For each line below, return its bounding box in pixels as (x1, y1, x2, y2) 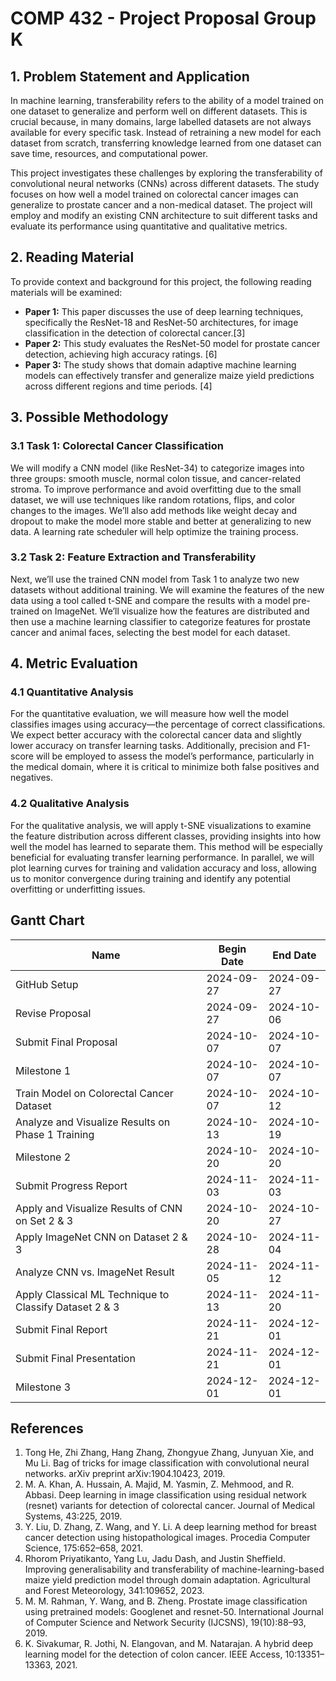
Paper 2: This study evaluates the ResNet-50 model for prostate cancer (24, 337, 321, 349)
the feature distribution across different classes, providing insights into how (10, 830, 322, 842)
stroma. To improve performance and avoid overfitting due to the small (10, 483, 302, 495)
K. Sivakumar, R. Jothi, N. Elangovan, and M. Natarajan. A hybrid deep (24, 1638, 314, 1650)
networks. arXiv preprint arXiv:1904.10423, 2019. (24, 1468, 226, 1480)
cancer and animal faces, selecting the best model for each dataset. (10, 626, 291, 638)
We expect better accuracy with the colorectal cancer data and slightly (10, 729, 302, 741)
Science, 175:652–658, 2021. (24, 1542, 144, 1554)
